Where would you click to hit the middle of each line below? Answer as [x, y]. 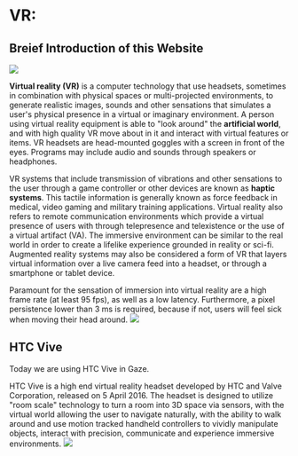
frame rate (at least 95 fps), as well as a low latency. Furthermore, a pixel [142, 299]
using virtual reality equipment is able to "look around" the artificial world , [145, 124]
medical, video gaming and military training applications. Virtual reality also [146, 207]
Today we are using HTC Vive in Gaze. [79, 368]
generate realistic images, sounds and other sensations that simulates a [140, 105]
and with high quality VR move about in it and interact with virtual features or [149, 133]
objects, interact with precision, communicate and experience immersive [142, 433]
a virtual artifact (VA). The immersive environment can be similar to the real [146, 235]
